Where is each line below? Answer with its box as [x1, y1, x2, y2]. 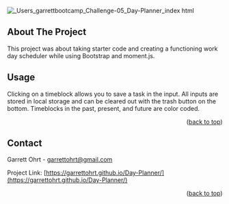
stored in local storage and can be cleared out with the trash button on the [7, 97, 217, 105]
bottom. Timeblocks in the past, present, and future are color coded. [7, 104, 200, 112]
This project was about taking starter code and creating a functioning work [7, 44, 218, 53]
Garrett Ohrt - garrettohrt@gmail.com [7, 155, 113, 164]
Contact [7, 138, 42, 149]
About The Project [7, 26, 87, 38]
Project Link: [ [7, 168, 46, 177]
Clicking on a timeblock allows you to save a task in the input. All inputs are [7, 90, 219, 98]
